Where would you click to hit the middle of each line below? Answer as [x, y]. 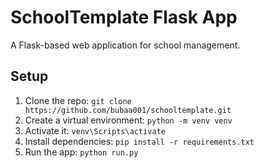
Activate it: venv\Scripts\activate [95, 130]
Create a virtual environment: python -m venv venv [128, 120]
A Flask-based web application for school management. [125, 45]
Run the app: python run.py [81, 152]
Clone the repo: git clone [78, 100]
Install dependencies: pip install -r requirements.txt [139, 141]
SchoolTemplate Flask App [124, 17]
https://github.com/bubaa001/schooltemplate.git [128, 110]
